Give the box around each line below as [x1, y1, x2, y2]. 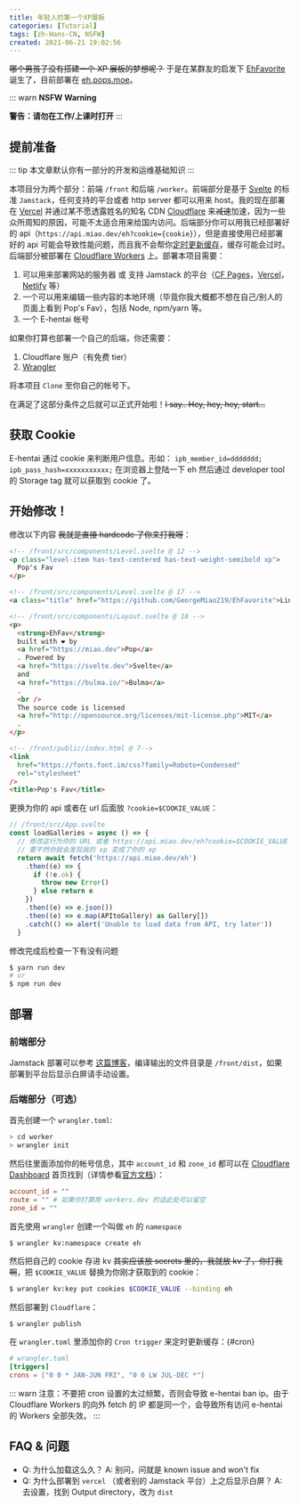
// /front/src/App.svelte [9, 820, 105, 829]
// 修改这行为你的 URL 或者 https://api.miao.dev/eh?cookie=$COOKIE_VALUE [17, 837, 288, 846]
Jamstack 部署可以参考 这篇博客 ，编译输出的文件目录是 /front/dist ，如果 [9, 1057, 283, 1068]
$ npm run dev [9, 980, 62, 989]
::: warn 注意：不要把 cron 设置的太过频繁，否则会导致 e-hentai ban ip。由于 [9, 1388, 289, 1398]
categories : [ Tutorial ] [9, 21, 98, 30]
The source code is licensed [17, 703, 125, 712]
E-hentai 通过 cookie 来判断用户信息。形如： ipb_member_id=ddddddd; [9, 452, 263, 463]
